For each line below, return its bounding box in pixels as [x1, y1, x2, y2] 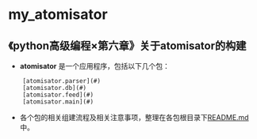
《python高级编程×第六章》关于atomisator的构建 [8, 39, 247, 52]
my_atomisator [8, 6, 109, 24]
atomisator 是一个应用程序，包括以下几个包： [19, 62, 171, 70]
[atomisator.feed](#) [22, 91, 94, 99]
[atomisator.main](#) [22, 98, 94, 106]
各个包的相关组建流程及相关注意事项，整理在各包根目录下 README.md [19, 113, 249, 122]
